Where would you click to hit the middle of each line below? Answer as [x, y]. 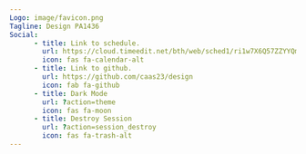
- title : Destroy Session [82, 119]
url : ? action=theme [79, 102]
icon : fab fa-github [81, 85]
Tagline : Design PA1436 [55, 26]
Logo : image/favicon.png [56, 18]
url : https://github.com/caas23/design [118, 77]
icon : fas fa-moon [77, 111]
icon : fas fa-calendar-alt [93, 60]
